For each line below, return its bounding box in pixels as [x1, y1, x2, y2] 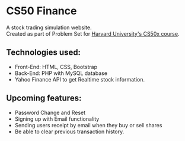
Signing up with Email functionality [14, 115, 100, 123]
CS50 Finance [6, 4, 77, 18]
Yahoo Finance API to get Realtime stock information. [14, 76, 145, 83]
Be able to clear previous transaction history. [14, 128, 125, 135]
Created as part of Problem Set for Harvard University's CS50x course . [6, 30, 180, 37]
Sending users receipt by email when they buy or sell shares [14, 121, 162, 129]
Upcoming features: [6, 93, 82, 104]
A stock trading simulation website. [6, 24, 92, 31]
